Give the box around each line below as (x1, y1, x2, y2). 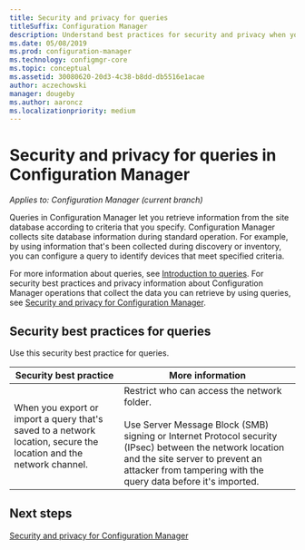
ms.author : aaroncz (9, 97, 84, 107)
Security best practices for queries (9, 323, 212, 339)
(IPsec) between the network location (123, 441, 285, 454)
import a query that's (14, 413, 103, 425)
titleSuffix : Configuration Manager (9, 22, 148, 31)
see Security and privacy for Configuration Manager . (9, 297, 206, 309)
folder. (123, 396, 152, 408)
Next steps (9, 506, 73, 522)
